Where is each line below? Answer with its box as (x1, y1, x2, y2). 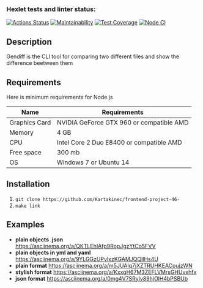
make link (15, 203, 41, 209)
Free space (9, 148, 42, 156)
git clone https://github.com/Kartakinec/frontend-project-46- (15, 196, 180, 202)
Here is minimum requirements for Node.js (6, 93, 113, 100)
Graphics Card (9, 118, 51, 127)
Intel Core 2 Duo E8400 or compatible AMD (57, 138, 182, 146)
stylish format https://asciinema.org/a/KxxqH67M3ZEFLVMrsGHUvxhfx (15, 268, 197, 276)
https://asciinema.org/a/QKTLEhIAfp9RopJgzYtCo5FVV (15, 242, 156, 249)
